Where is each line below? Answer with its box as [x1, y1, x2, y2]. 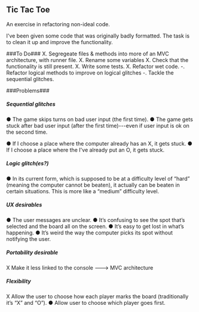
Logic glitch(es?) [6, 160, 49, 167]
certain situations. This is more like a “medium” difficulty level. [6, 187, 160, 194]
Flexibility [6, 277, 32, 285]
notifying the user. [6, 235, 51, 242]
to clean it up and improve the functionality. [6, 38, 114, 45]
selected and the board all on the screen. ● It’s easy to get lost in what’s [6, 223, 184, 230]
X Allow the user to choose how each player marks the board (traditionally [6, 292, 189, 300]
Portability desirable [6, 249, 59, 256]
